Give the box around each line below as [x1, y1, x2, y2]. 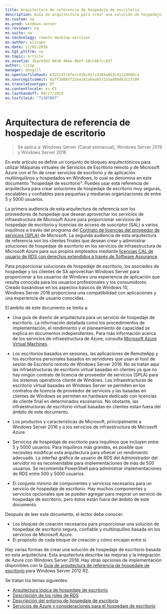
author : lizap [5, 63, 35, 68]
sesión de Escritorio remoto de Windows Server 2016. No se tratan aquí [12, 361, 160, 367]
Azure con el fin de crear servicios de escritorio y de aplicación [5, 170, 136, 176]
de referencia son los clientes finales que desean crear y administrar [5, 238, 146, 244]
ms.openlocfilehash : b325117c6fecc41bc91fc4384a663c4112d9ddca [5, 72, 140, 77]
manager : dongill [5, 68, 41, 73]
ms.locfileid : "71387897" [5, 95, 59, 100]
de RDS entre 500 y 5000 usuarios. [12, 471, 85, 477]
